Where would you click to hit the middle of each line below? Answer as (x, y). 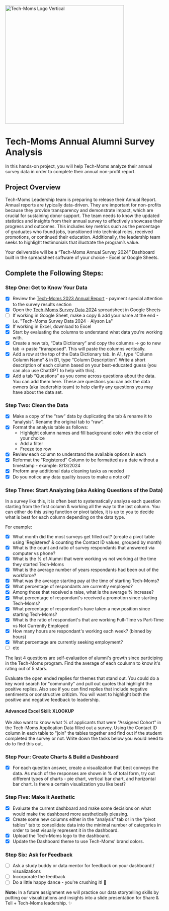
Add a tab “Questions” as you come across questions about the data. (84, 376)
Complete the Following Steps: (54, 273)
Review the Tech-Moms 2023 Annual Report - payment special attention (88, 299)
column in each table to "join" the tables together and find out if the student (83, 733)
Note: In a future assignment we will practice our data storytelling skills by (82, 892)
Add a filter (32, 444)
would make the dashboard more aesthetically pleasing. (70, 814)
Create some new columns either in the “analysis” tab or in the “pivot (84, 819)
